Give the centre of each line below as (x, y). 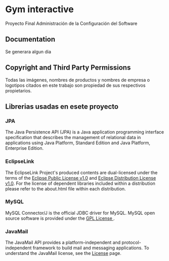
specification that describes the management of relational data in (73, 138)
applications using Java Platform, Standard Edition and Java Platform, (78, 143)
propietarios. (18, 90)
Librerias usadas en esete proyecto (62, 106)
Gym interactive (40, 9)
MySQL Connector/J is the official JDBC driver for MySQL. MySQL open (80, 213)
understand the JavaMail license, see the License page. (63, 253)
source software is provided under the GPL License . (60, 218)
